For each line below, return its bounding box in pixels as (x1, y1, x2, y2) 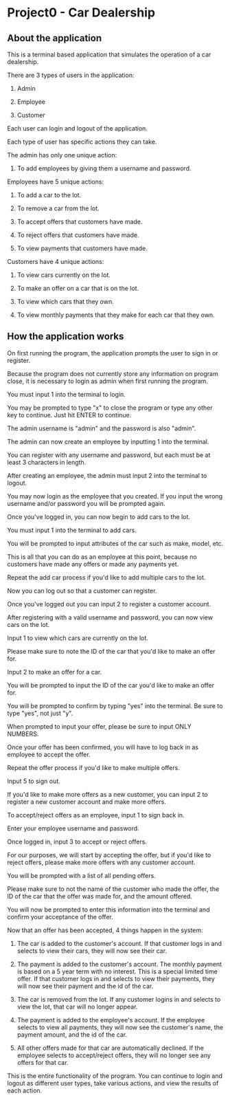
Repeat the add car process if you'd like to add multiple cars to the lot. (7, 573, 206, 582)
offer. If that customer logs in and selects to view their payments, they (16, 974, 215, 982)
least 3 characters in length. (7, 458, 87, 466)
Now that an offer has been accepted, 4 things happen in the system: (7, 926, 204, 934)
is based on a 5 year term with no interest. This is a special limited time (16, 967, 218, 976)
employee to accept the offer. (7, 750, 91, 758)
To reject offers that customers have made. (16, 231, 139, 239)
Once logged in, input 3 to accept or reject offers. (7, 837, 148, 846)
